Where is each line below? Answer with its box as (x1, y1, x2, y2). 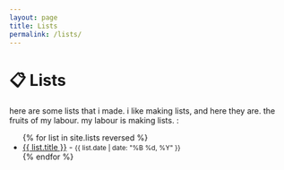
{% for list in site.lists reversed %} (22, 132, 149, 143)
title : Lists (9, 21, 58, 30)
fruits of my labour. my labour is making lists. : (9, 115, 179, 126)
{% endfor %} (22, 151, 74, 162)
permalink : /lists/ (9, 30, 82, 38)
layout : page (9, 13, 58, 22)
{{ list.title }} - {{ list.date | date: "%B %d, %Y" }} (22, 142, 181, 153)
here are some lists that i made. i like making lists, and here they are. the (9, 106, 276, 116)
